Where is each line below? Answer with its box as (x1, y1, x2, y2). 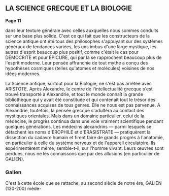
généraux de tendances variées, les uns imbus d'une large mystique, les (5, 43, 157, 50)
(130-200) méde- (5, 185, 42, 192)
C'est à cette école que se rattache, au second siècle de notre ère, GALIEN (5, 180, 162, 186)
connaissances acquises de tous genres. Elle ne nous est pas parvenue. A (5, 102, 161, 108)
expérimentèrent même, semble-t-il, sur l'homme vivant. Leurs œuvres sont (5, 145, 164, 151)
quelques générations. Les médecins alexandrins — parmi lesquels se (5, 123, 152, 129)
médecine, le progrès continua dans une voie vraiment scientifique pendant (5, 118, 163, 124)
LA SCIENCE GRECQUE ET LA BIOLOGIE (5, 4, 132, 13)
